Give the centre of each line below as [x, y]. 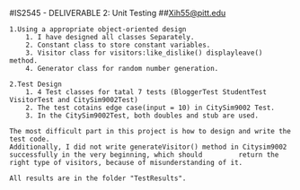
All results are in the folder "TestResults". [98, 178]
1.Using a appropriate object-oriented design [98, 30]
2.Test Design [36, 84]
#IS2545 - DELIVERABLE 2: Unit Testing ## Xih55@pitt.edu [118, 13]
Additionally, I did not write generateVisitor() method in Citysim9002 [148, 147]
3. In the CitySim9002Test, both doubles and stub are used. [142, 116]
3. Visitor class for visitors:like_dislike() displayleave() [144, 53]
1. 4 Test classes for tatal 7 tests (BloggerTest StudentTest [146, 92]
